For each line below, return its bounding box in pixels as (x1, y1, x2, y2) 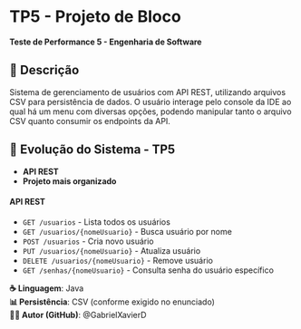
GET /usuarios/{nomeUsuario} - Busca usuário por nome (22, 226, 233, 237)
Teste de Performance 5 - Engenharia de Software (9, 36, 202, 47)
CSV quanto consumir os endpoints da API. (9, 115, 170, 126)
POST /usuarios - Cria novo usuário (22, 236, 154, 247)
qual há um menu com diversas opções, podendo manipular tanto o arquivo (9, 106, 292, 117)
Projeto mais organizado (22, 175, 117, 187)
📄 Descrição (9, 63, 80, 78)
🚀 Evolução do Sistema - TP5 (9, 142, 176, 158)
